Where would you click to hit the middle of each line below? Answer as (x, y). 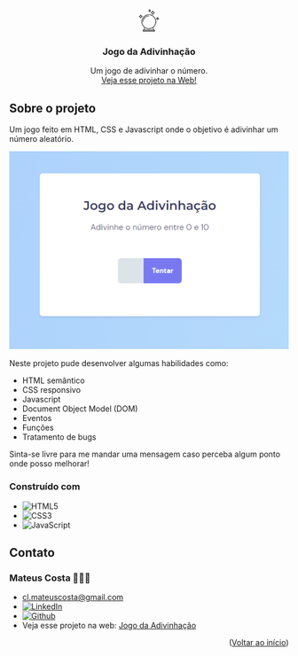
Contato (32, 553)
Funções (38, 428)
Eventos (37, 418)
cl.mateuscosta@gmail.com (73, 597)
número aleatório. (41, 139)
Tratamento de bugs (59, 437)
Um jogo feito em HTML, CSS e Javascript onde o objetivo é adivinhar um (144, 129)
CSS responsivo (51, 390)
